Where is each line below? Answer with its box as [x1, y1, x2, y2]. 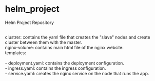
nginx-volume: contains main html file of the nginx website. [5, 44, 124, 50]
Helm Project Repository [5, 20, 54, 25]
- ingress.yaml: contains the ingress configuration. [5, 65, 106, 71]
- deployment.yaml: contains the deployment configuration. [5, 60, 124, 66]
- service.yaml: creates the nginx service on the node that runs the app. [5, 70, 150, 76]
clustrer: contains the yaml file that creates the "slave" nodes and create [5, 34, 150, 40]
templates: [5, 50, 26, 56]
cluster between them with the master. [5, 39, 82, 45]
